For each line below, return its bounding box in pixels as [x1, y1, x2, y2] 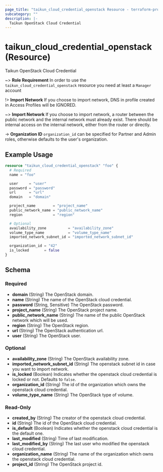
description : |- [5, 16, 38, 21]
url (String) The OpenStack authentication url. [12, 327, 104, 333]
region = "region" [9, 212, 75, 217]
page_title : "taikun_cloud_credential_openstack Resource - [5, 7, 130, 12]
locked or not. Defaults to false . [12, 376, 76, 382]
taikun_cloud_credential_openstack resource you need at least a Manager [5, 82, 151, 88]
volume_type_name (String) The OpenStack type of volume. [12, 391, 134, 398]
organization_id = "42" [9, 244, 57, 248]
